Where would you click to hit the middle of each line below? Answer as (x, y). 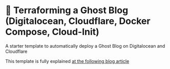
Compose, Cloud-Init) (52, 32)
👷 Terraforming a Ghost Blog (67, 10)
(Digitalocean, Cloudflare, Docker (78, 21)
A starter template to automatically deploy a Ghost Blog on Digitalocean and (85, 46)
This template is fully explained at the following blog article (67, 61)
